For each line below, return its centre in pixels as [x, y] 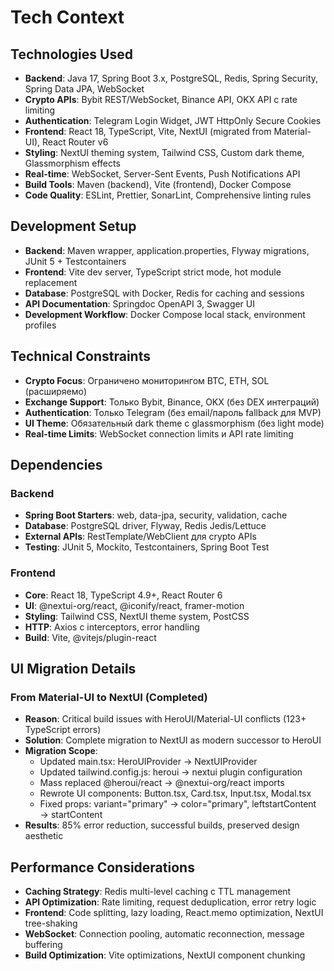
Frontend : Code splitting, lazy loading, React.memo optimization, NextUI [174, 913]
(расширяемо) [56, 391]
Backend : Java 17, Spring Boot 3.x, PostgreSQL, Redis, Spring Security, [171, 78]
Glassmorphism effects [72, 163]
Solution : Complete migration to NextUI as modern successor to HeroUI [173, 740]
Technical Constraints [80, 356]
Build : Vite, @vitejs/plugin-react [90, 637]
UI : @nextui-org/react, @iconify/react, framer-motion [134, 605]
